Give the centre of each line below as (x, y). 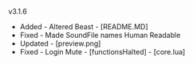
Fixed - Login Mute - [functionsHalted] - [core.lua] (102, 52)
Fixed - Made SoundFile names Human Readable (100, 35)
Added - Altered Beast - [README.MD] (84, 26)
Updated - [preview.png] (60, 43)
